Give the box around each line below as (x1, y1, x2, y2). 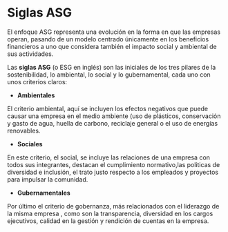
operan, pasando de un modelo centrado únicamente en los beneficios (7, 35, 209, 43)
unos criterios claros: (7, 77, 68, 86)
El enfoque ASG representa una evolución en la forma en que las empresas (7, 28, 221, 36)
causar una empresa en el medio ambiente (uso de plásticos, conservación (7, 112, 221, 120)
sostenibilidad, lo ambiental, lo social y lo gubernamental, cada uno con (7, 70, 211, 79)
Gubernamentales (17, 188, 70, 197)
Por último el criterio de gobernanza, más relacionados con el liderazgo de (7, 202, 220, 210)
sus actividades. (7, 50, 54, 58)
